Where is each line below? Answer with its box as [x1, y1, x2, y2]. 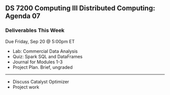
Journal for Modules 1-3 [12, 59, 63, 65]
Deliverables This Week [5, 27, 65, 34]
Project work [12, 84, 39, 90]
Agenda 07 [5, 12, 40, 21]
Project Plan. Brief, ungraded [12, 64, 73, 70]
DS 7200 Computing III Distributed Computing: [5, 4, 155, 13]
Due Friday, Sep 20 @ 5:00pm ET [5, 38, 75, 44]
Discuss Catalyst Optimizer [12, 78, 69, 84]
